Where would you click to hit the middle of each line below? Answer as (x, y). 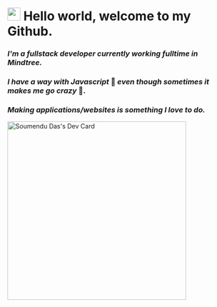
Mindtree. (25, 63)
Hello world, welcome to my (107, 16)
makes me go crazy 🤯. (47, 91)
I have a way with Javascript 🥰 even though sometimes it (108, 82)
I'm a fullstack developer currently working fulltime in (103, 54)
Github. (30, 31)
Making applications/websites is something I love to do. (106, 109)
